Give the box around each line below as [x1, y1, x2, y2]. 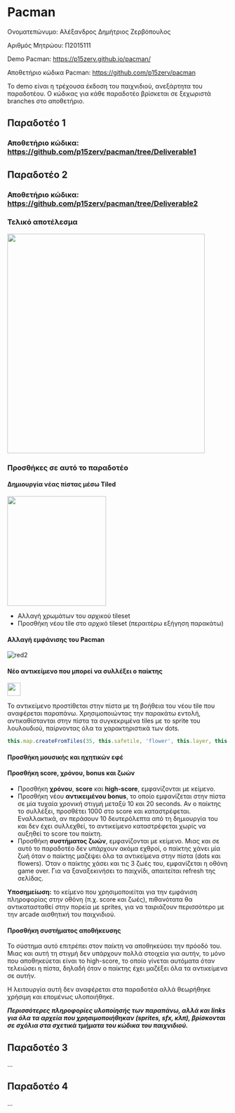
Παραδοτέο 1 [7, 117, 66, 129]
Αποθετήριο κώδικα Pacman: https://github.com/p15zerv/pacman [7, 68, 196, 77]
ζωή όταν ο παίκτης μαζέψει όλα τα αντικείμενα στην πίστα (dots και [17, 852, 221, 860]
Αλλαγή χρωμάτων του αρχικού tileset [17, 612, 130, 620]
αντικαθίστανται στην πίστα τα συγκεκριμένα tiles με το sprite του [7, 717, 201, 725]
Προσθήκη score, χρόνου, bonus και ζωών [7, 769, 135, 777]
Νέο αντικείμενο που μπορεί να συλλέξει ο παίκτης [7, 666, 163, 675]
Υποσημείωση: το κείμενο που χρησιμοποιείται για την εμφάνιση [7, 888, 198, 896]
